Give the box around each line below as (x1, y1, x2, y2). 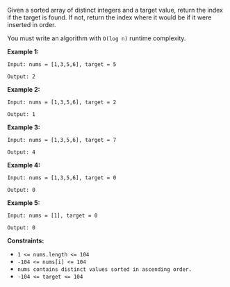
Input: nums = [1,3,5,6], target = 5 (7, 61, 117, 68)
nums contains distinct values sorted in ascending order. (17, 266, 192, 273)
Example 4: (7, 161, 40, 169)
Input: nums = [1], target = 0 (7, 212, 98, 219)
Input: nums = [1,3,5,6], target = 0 (7, 174, 117, 181)
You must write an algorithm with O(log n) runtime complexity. (7, 34, 186, 42)
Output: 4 (7, 149, 36, 156)
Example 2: (7, 85, 40, 93)
